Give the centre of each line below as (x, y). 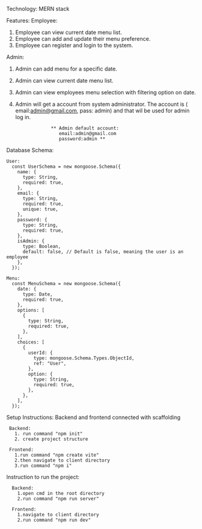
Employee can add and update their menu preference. (83, 39)
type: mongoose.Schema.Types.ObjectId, (84, 358)
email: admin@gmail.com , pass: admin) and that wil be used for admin (102, 111)
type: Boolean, (42, 246)
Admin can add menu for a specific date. (66, 69)
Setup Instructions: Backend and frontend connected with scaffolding (93, 417)
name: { (27, 172)
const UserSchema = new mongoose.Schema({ (66, 167)
